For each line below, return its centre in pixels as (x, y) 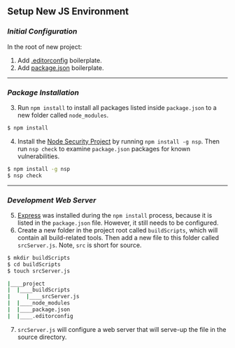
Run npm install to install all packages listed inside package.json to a (117, 107)
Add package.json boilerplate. (60, 68)
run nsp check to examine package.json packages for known (104, 148)
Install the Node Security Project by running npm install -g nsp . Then (119, 141)
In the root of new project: (45, 47)
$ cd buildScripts (34, 264)
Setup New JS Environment (68, 12)
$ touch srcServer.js (39, 271)
